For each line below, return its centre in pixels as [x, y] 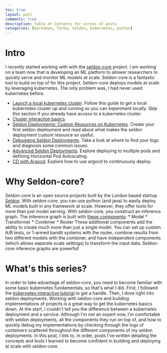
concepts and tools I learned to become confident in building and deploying [83, 341]
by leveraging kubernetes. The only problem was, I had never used [74, 88]
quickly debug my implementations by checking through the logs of [75, 325]
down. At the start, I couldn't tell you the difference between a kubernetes [81, 309]
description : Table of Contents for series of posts [61, 24]
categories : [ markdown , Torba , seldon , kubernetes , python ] [69, 28]
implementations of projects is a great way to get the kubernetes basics [79, 304]
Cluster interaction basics [39, 119]
